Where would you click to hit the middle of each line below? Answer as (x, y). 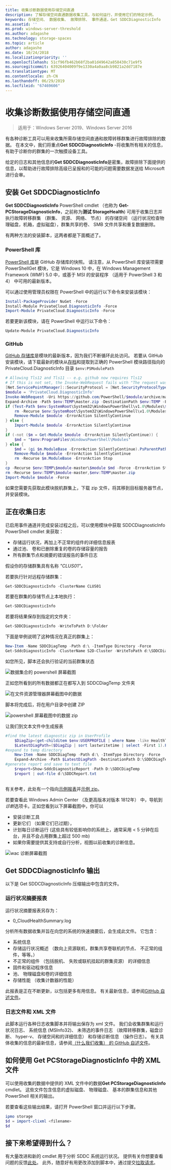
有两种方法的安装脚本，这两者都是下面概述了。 (54, 235)
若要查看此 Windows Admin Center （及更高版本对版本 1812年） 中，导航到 (84, 799)
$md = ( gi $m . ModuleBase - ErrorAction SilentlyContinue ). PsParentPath (91, 449)
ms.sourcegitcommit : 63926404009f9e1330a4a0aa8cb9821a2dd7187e (74, 67)
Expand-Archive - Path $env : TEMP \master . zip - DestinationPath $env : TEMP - (85, 402)
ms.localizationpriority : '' (36, 57)
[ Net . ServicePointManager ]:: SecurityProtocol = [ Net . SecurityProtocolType (86, 387)
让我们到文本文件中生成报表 (34, 726)
